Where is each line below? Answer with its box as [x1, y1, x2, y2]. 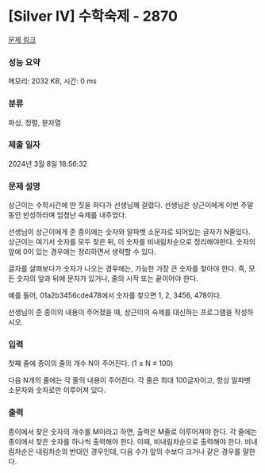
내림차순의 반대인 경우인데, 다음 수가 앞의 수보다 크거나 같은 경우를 [35, 446, 241, 456]
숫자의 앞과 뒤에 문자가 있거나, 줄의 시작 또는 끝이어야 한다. [16, 274, 198, 283]
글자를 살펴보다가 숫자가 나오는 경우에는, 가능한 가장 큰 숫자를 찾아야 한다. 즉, [8, 263, 248, 274]
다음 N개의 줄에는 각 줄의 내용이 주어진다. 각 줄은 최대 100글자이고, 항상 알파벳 [8, 375, 252, 385]
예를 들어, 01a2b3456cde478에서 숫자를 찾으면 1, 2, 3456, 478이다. [8, 290, 222, 300]
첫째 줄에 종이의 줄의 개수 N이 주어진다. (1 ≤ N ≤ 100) [8, 359, 174, 368]
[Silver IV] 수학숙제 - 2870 [8, 7, 179, 25]
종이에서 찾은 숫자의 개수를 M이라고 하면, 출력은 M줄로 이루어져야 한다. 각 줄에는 [8, 426, 258, 436]
